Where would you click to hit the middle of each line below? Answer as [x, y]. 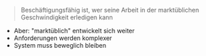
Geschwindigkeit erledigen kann [67, 17]
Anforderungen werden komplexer [63, 38]
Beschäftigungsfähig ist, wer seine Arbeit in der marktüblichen [110, 10]
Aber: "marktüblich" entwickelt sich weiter [74, 31]
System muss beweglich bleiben [60, 45]
